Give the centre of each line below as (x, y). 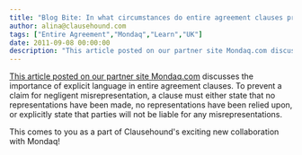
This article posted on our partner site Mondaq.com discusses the (132, 76)
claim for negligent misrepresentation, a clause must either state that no (142, 96)
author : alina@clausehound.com (68, 26)
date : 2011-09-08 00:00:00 (60, 43)
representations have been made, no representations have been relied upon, (151, 105)
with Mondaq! (35, 142)
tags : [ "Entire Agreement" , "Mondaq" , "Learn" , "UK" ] (106, 34)
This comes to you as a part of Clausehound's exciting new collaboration (144, 132)
